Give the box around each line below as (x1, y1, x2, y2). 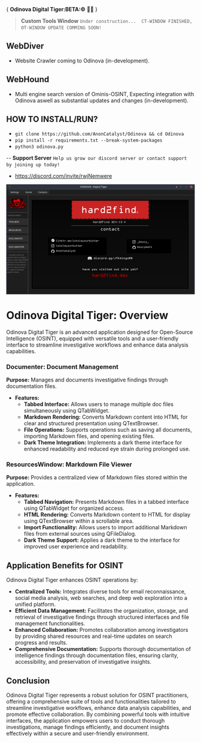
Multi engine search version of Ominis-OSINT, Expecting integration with (14, 90, 194, 97)
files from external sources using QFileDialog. (23, 530, 136, 538)
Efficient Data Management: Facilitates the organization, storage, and (14, 607, 188, 614)
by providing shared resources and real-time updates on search (14, 632, 172, 640)
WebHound (6, 74, 50, 85)
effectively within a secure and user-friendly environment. (6, 730, 150, 737)
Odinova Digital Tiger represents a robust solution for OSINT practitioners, (6, 691, 189, 699)
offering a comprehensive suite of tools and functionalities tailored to (6, 697, 176, 705)
